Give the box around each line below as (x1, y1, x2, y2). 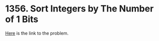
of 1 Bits (5, 13, 38, 25)
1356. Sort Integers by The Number (5, 3, 154, 14)
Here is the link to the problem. (5, 30, 69, 36)
